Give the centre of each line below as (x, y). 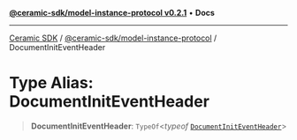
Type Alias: (52, 83)
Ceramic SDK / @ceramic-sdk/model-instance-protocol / (113, 38)
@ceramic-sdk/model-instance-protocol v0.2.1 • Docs (112, 13)
